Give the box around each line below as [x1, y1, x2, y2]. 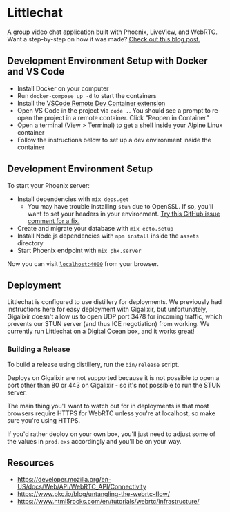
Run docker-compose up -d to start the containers [17, 91, 157, 99]
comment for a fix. [27, 216, 80, 225]
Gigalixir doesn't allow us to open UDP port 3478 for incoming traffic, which [7, 312, 223, 321]
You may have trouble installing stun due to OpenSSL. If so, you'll [27, 202, 213, 210]
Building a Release [7, 344, 70, 354]
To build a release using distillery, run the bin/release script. [7, 360, 180, 368]
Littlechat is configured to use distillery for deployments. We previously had [7, 298, 222, 306]
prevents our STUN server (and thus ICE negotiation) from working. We [7, 320, 210, 328]
